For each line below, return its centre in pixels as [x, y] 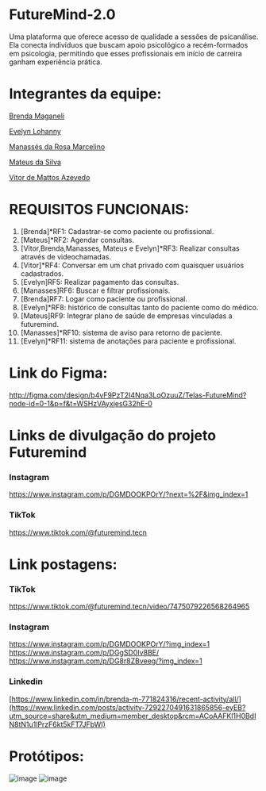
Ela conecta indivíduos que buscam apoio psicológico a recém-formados [129, 44]
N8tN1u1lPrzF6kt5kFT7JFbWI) [58, 724]
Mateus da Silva [35, 162]
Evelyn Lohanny [35, 131]
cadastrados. [42, 273]
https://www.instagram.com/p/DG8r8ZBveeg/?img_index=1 [106, 661]
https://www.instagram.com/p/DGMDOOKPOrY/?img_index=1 [109, 644]
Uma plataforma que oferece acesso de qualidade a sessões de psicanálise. [134, 36]
